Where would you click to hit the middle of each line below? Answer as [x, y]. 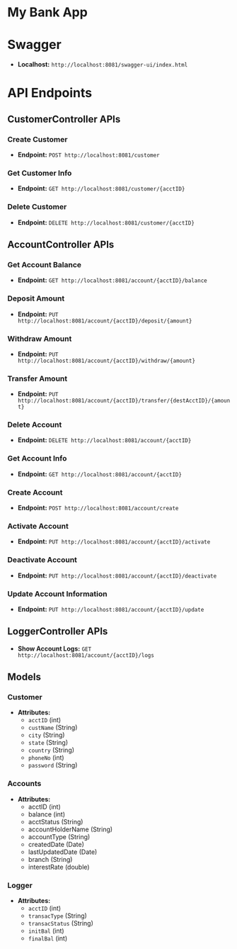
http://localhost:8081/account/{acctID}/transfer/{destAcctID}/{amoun [124, 401]
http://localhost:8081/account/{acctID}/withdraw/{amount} [106, 361]
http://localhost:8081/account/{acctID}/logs [86, 655]
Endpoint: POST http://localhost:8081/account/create [98, 508]
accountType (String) [59, 836]
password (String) [53, 765]
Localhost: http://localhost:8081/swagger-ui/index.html [103, 64]
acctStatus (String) [56, 821]
